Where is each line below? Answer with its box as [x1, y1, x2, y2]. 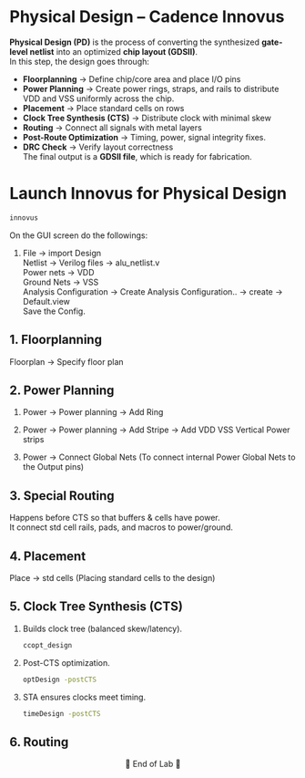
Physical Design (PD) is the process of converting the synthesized [9, 36, 259, 47]
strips [22, 434, 45, 445]
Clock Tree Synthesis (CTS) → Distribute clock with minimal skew [22, 112, 271, 123]
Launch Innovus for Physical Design [9, 183, 287, 204]
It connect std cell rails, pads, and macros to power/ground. [9, 522, 234, 533]
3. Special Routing [9, 488, 116, 503]
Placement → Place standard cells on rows [22, 102, 185, 113]
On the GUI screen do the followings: [9, 230, 148, 241]
